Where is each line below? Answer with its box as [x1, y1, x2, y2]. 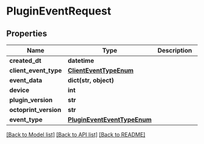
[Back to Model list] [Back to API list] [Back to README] [6, 131, 146, 138]
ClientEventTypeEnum [67, 67, 134, 74]
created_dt [9, 56, 41, 65]
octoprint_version [9, 106, 62, 114]
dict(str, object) [67, 76, 114, 84]
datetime [67, 56, 94, 65]
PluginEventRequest [6, 4, 112, 18]
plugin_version [9, 96, 53, 104]
